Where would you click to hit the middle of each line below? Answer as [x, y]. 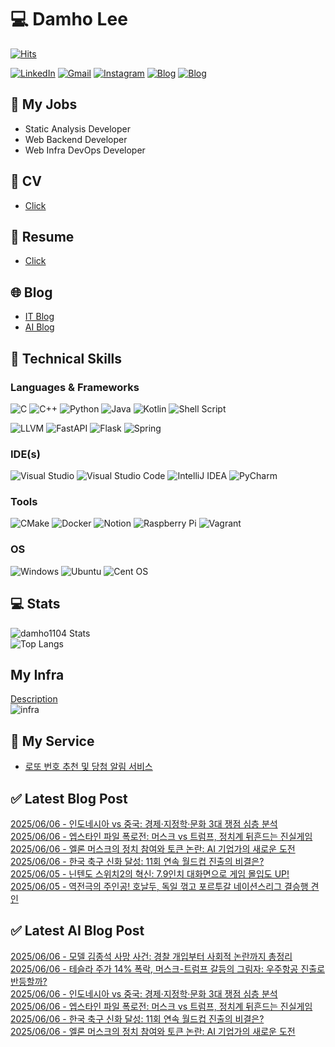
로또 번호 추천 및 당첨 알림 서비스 [88, 767]
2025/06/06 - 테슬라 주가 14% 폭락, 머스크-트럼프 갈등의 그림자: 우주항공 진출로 [168, 968]
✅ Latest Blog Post [69, 798]
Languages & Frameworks [75, 387]
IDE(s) [25, 454]
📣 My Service [52, 741]
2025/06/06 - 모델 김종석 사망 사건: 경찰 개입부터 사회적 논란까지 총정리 [151, 956]
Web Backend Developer [76, 139]
